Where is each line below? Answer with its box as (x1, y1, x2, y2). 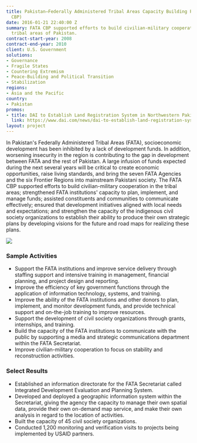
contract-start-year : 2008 (6, 36, 72, 42)
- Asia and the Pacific (6, 90, 64, 96)
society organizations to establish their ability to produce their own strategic (6, 214, 190, 220)
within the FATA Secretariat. (14, 340, 82, 347)
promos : (6, 107, 25, 113)
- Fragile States (6, 63, 49, 69)
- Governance (6, 57, 38, 63)
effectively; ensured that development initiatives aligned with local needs (6, 202, 182, 208)
